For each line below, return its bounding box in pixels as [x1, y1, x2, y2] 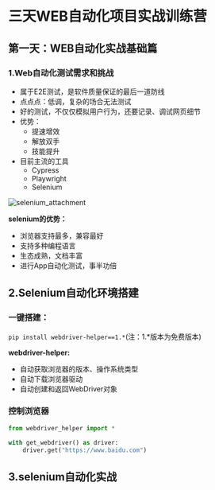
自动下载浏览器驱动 [19, 374, 83, 383]
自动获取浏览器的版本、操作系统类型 [19, 364, 139, 374]
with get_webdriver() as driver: [8, 438, 119, 446]
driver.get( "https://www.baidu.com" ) [22, 446, 148, 454]
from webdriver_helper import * [8, 424, 115, 432]
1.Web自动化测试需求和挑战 [8, 67, 114, 78]
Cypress [31, 165, 60, 175]
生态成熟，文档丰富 [19, 251, 83, 260]
